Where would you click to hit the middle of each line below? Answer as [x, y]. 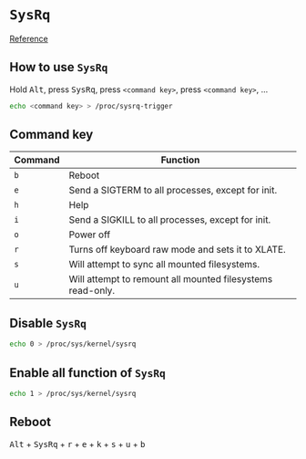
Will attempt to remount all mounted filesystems [171, 279]
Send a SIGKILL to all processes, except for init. [170, 220]
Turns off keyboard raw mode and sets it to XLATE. [178, 250]
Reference [29, 38]
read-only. [92, 291]
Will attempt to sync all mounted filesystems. [164, 265]
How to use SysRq [59, 67]
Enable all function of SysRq [88, 373]
